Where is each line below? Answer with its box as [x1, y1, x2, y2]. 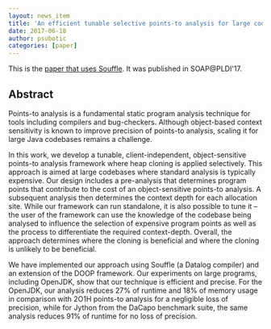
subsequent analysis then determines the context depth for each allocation [8, 193, 258, 202]
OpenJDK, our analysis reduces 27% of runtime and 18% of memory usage [8, 285, 258, 295]
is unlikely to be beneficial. [8, 244, 97, 254]
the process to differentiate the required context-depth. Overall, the [8, 227, 232, 236]
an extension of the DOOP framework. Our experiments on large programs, [8, 268, 257, 278]
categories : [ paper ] [8, 42, 78, 50]
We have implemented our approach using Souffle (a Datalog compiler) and [8, 260, 260, 269]
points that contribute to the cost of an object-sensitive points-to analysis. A [8, 184, 262, 194]
